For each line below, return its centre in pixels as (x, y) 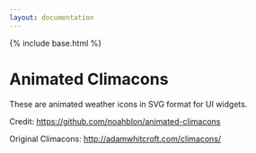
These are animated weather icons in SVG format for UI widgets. (128, 104)
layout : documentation (52, 17)
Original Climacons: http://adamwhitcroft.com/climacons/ (115, 139)
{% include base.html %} (55, 43)
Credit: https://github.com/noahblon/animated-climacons (115, 121)
